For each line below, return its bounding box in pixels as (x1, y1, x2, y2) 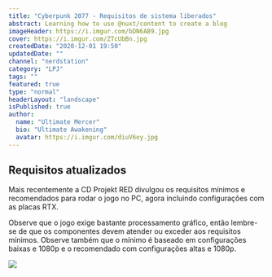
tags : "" (8, 73, 38, 81)
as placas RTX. (8, 202, 59, 212)
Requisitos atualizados (8, 164, 127, 178)
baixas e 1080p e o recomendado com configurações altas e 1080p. (8, 244, 237, 253)
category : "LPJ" (8, 65, 64, 73)
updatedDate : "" (8, 50, 64, 58)
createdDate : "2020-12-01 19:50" (8, 42, 122, 51)
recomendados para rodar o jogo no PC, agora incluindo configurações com (8, 193, 265, 204)
